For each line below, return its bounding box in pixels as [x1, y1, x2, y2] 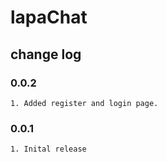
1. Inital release [10, 144, 87, 155]
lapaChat [10, 6, 88, 29]
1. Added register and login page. [10, 98, 159, 108]
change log [10, 46, 82, 63]
